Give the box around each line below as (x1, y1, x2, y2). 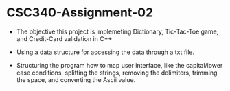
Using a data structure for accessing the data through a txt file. (16, 48, 195, 56)
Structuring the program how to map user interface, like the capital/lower (16, 61, 223, 69)
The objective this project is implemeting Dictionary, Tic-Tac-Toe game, (16, 27, 219, 36)
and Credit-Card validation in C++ (16, 34, 113, 42)
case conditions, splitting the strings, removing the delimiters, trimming (16, 68, 218, 77)
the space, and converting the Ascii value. (16, 75, 136, 83)
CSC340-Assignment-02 (6, 5, 154, 21)
